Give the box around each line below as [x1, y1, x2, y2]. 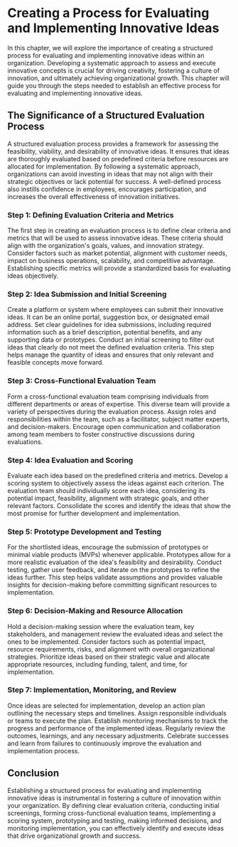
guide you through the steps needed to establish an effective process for [7, 81, 221, 90]
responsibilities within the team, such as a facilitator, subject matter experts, [7, 414, 229, 423]
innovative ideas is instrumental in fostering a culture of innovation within [7, 794, 222, 802]
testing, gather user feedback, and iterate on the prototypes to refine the [7, 566, 220, 574]
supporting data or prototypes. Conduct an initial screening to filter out [7, 335, 215, 344]
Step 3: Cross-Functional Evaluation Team [7, 376, 156, 386]
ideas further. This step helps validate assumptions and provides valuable [7, 573, 223, 582]
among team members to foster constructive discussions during [7, 430, 195, 438]
